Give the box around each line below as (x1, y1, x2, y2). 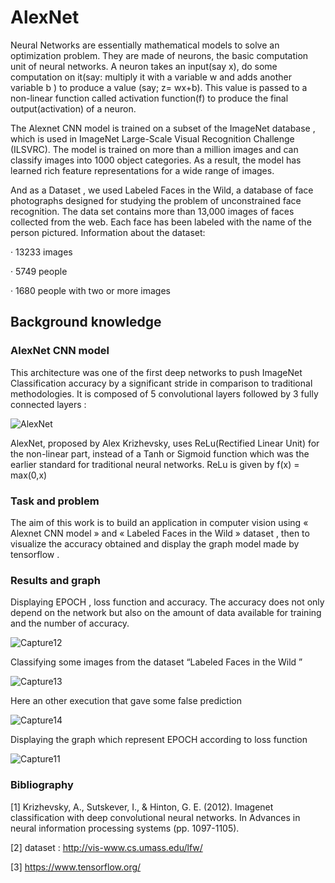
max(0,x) (10, 469, 48, 481)
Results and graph (10, 573, 101, 587)
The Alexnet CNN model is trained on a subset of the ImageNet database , (10, 122, 316, 134)
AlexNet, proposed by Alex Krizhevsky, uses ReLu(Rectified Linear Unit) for (10, 437, 320, 449)
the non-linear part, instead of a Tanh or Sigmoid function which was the (10, 447, 310, 460)
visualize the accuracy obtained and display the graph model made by (10, 537, 300, 550)
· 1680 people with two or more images (10, 284, 171, 296)
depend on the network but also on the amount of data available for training (10, 607, 322, 619)
